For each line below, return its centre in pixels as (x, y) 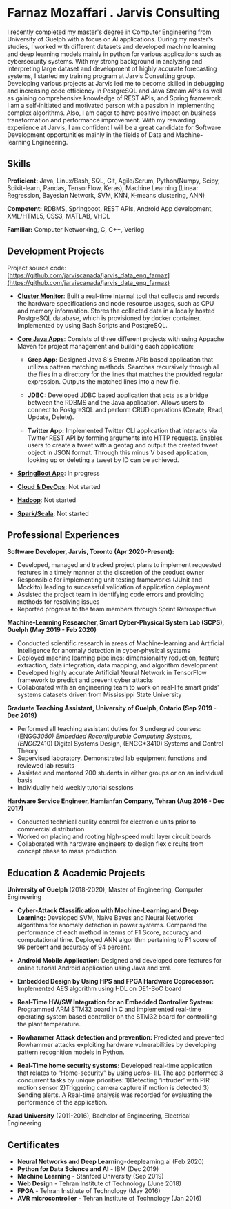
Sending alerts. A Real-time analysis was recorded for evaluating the (114, 1095)
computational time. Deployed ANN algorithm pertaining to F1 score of (117, 940)
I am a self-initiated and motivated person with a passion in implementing (111, 105)
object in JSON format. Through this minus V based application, (118, 452)
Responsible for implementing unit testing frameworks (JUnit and (110, 580)
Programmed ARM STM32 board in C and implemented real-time (109, 1009)
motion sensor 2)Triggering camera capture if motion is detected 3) (113, 1088)
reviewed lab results (46, 766)
